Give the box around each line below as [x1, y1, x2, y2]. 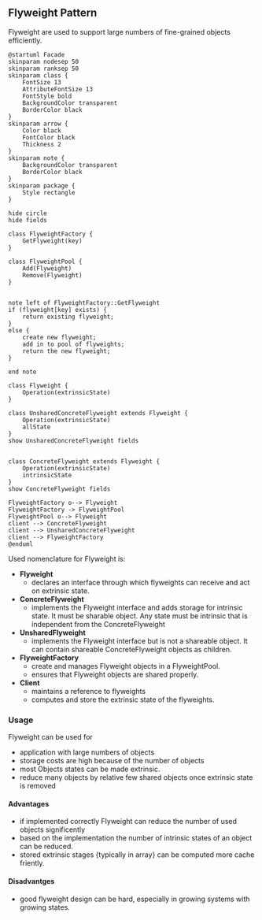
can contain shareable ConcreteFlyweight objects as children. [31, 644, 232, 654]
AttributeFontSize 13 [22, 85, 93, 93]
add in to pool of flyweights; [22, 340, 125, 348]
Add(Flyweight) [22, 264, 72, 273]
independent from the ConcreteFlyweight [31, 619, 165, 629]
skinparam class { [8, 71, 68, 80]
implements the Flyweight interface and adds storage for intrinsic [31, 603, 243, 612]
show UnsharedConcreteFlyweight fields [8, 436, 139, 444]
